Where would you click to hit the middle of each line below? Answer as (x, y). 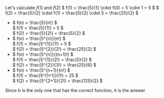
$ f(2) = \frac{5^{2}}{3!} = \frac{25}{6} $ (54, 65)
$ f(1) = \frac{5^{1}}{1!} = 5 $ (42, 44)
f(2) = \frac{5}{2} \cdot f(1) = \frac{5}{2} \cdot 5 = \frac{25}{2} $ (72, 13)
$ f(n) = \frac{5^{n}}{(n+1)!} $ (43, 54)
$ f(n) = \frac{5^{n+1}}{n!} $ (41, 70)
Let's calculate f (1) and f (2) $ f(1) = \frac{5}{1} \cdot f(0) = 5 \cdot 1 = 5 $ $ (82, 8)
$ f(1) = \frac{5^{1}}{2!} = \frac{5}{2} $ (52, 59)
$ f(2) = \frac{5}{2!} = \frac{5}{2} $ (49, 33)
